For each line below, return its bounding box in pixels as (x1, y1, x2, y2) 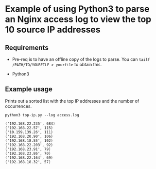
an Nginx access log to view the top (5, 14, 152, 25)
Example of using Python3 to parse (5, 3, 150, 15)
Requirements (5, 43, 49, 52)
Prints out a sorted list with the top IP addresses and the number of (5, 98, 139, 104)
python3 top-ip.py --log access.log (5, 113, 79, 117)
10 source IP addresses (5, 24, 101, 35)
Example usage (5, 85, 52, 94)
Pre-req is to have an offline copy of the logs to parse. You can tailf (12, 56, 150, 62)
